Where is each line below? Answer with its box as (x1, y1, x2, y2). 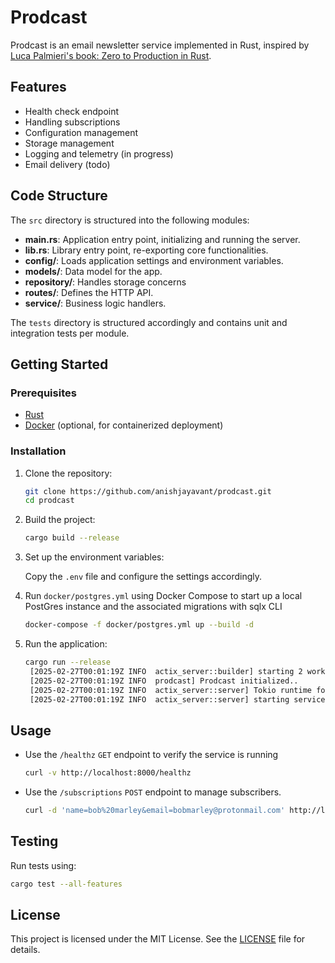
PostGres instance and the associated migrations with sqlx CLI (24, 601, 283, 613)
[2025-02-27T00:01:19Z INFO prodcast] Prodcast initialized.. (29, 676, 299, 686)
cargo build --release (24, 533, 120, 543)
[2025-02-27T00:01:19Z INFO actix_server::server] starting (29, 694, 290, 705)
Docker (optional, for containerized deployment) (24, 419, 224, 431)
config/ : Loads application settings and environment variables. (24, 254, 284, 266)
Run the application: (24, 638, 108, 650)
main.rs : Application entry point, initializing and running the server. (24, 233, 301, 245)
